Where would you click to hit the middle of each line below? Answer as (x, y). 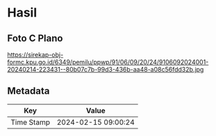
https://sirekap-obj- (35, 55)
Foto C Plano (35, 38)
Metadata (28, 91)
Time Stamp (31, 122)
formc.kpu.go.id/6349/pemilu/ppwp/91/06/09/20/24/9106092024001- (108, 62)
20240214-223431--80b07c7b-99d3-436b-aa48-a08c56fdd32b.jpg (106, 69)
